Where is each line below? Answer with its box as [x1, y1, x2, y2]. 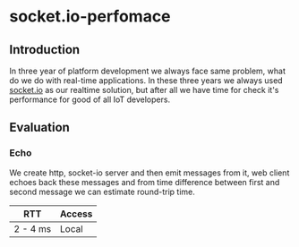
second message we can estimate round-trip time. [9, 186, 195, 197]
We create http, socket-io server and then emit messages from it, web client [9, 167, 290, 178]
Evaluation [9, 120, 70, 135]
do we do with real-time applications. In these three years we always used [9, 75, 284, 86]
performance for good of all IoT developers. [9, 94, 171, 105]
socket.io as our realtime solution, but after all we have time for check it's [9, 85, 279, 95]
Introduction [9, 42, 81, 57]
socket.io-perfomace [9, 6, 172, 27]
